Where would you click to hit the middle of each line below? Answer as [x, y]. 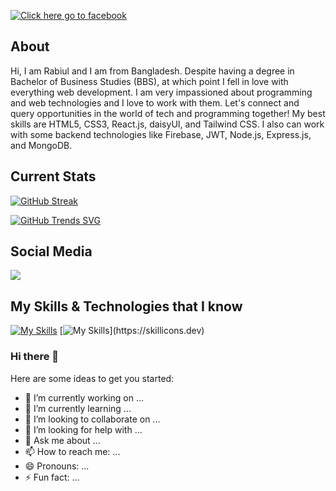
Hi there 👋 [35, 357]
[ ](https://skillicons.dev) [132, 331]
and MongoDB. [41, 145]
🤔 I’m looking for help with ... [83, 429]
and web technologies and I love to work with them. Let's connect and [155, 102]
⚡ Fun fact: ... [52, 477]
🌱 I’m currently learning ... [78, 408]
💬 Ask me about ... [62, 440]
